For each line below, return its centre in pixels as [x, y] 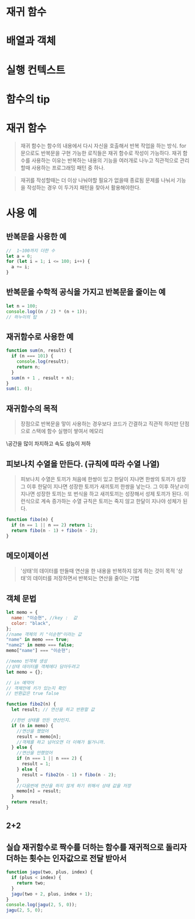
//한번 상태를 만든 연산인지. [41, 720]
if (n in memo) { [32, 725]
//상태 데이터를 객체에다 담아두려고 [43, 667]
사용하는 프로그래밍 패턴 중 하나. [68, 167]
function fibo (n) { [30, 519]
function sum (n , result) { [39, 351]
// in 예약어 [20, 683]
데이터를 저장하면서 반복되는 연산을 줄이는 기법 [86, 578]
